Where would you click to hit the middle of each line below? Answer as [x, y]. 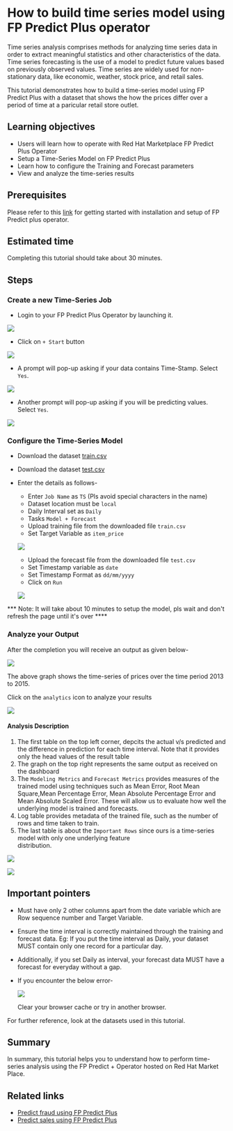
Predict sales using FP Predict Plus [67, 1120]
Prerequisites [37, 196]
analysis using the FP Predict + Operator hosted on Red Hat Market [122, 1067]
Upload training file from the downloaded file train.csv [107, 526]
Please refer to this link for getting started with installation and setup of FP [114, 212]
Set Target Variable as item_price [75, 533]
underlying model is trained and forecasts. [78, 808]
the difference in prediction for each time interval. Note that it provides [118, 749]
